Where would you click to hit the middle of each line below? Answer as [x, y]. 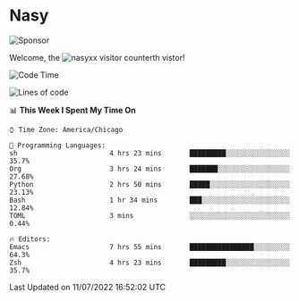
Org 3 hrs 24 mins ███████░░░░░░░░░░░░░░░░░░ [150, 169]
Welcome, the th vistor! [97, 57]
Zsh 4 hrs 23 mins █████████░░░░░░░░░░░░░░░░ [150, 263]
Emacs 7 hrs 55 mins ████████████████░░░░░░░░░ [150, 247]
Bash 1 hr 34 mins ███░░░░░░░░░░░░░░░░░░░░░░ [150, 200]
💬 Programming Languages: [57, 145]
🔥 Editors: [30, 239]
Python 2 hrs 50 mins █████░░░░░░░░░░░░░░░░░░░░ [150, 184]
